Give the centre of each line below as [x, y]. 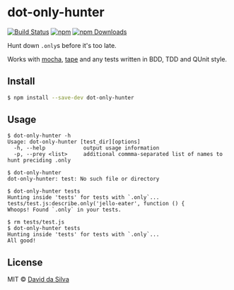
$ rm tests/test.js [36, 222]
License [25, 262]
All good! [22, 241]
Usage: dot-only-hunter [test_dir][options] [74, 142]
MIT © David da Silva [38, 279]
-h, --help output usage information [87, 148]
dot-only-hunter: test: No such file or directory [83, 179]
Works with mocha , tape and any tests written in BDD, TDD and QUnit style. [117, 59]
